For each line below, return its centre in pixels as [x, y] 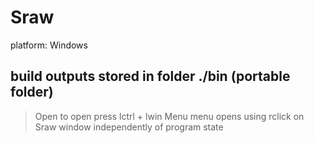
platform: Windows [49, 45]
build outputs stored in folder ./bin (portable [150, 76]
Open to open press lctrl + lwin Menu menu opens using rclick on [169, 116]
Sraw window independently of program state [129, 127]
